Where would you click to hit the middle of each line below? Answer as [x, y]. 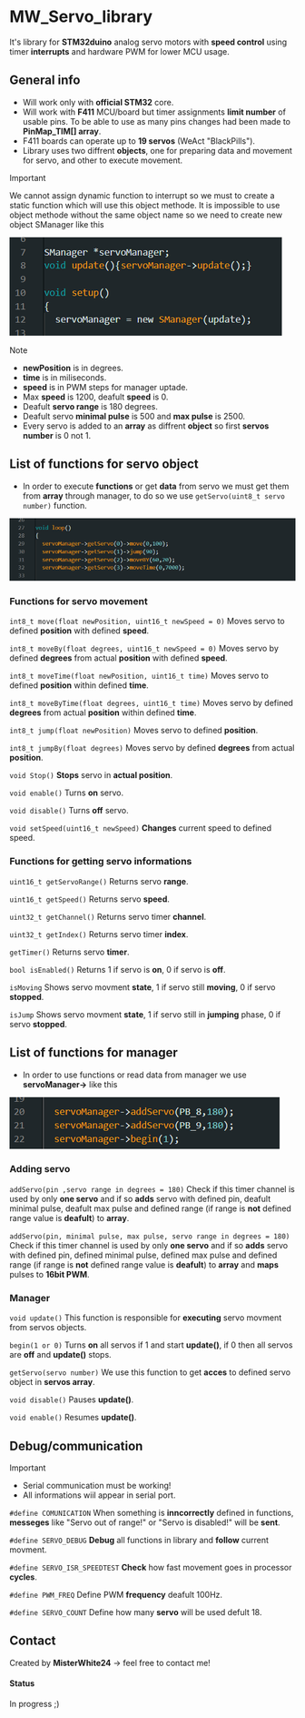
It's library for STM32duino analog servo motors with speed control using [148, 42]
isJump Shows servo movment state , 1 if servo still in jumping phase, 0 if [145, 1014]
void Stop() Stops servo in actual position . [91, 775]
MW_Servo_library [81, 17]
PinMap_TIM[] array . [62, 131]
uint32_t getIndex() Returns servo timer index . [99, 934]
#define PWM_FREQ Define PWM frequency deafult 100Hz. [116, 1594]
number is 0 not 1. [57, 435]
